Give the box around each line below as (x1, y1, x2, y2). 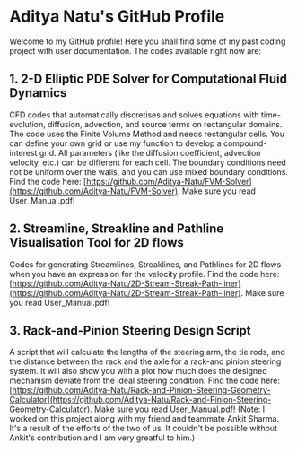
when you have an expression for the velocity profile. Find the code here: (9, 268, 280, 279)
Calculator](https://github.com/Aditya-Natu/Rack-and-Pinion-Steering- (9, 395, 272, 405)
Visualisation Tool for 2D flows (9, 235, 184, 250)
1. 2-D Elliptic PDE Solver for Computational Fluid (9, 72, 288, 87)
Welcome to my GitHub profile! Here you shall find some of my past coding (9, 36, 286, 47)
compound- (223, 137, 267, 149)
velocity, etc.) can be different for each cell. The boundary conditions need (9, 157, 287, 168)
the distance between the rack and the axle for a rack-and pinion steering (9, 356, 282, 367)
